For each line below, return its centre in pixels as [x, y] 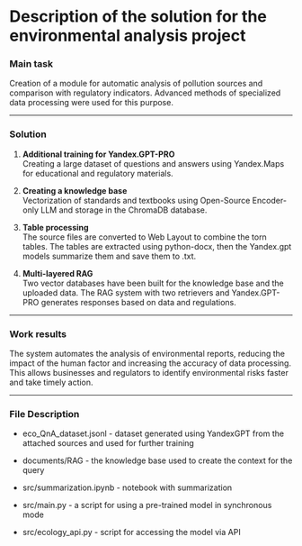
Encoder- [270, 200]
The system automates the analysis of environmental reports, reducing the [147, 354]
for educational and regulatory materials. [98, 173]
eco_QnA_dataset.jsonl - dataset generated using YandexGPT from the [153, 433]
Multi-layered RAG [58, 273]
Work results [38, 333]
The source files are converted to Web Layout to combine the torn [144, 237]
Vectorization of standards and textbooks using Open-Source [136, 200]
